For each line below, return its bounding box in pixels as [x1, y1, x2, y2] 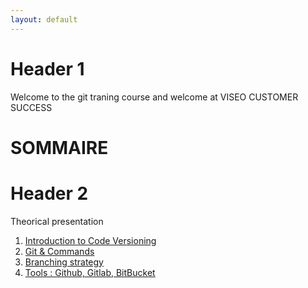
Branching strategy [24, 256, 104, 268]
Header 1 [10, 57, 85, 80]
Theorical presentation [10, 215, 104, 227]
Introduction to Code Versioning [24, 234, 157, 246]
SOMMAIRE [10, 136, 109, 159]
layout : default [10, 14, 78, 25]
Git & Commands [24, 245, 95, 257]
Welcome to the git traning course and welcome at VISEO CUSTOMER [10, 91, 299, 103]
